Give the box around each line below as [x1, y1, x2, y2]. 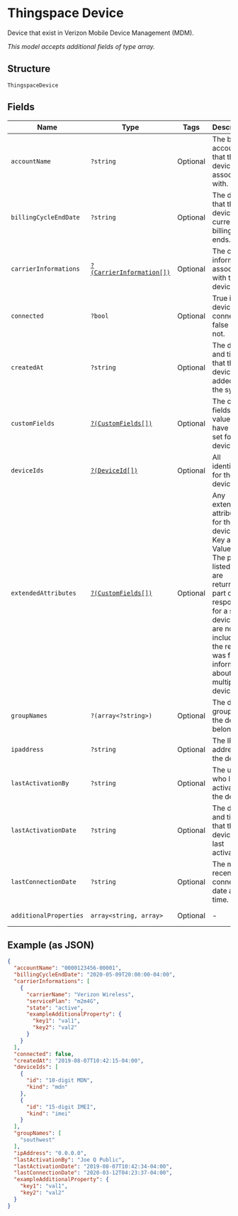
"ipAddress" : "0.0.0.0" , [13, 1149, 87, 1156]
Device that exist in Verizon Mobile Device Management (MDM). [7, 28, 195, 37]
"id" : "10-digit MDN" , [25, 1077, 93, 1085]
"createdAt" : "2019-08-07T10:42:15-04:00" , [13, 1057, 144, 1064]
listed [212, 561, 231, 571]
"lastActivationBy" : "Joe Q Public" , [13, 1156, 125, 1163]
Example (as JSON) [7, 939, 94, 951]
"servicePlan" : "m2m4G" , [25, 997, 100, 1005]
